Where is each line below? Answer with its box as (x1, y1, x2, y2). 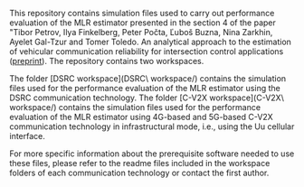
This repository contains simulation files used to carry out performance (9, 8, 275, 18)
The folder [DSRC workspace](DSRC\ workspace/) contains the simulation (9, 73, 287, 84)
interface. (9, 131, 45, 141)
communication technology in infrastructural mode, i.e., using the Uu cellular (9, 121, 295, 132)
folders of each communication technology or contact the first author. (9, 167, 270, 178)
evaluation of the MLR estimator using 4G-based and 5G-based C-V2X (9, 112, 273, 122)
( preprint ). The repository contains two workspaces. (9, 56, 204, 66)
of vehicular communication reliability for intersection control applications (9, 46, 284, 57)
